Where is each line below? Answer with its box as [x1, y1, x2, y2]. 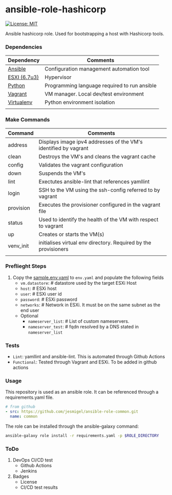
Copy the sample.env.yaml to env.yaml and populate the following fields [12, 274, 164, 281]
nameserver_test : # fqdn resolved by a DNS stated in [28, 323, 139, 329]
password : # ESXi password [20, 296, 78, 302]
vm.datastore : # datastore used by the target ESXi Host [20, 280, 137, 286]
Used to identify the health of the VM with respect [38, 216, 159, 223]
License [20, 479, 37, 485]
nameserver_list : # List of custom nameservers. [28, 318, 130, 324]
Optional [20, 313, 38, 319]
